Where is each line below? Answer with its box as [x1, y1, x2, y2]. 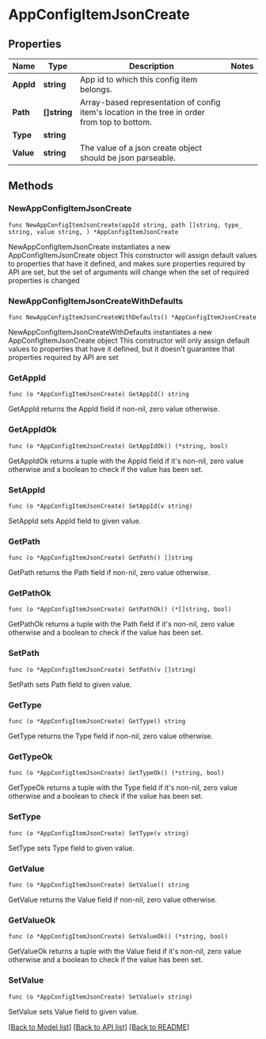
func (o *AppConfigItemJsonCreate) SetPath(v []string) [8, 665, 196, 673]
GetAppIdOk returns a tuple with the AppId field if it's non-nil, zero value [8, 456, 244, 466]
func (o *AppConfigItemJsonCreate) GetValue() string [8, 880, 190, 889]
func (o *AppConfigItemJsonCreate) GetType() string [8, 718, 186, 726]
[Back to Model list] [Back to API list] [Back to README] [8, 1022, 190, 1032]
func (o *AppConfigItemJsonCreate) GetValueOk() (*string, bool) [8, 933, 228, 941]
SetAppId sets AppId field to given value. [8, 516, 142, 525]
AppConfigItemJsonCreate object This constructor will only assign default [8, 335, 250, 345]
